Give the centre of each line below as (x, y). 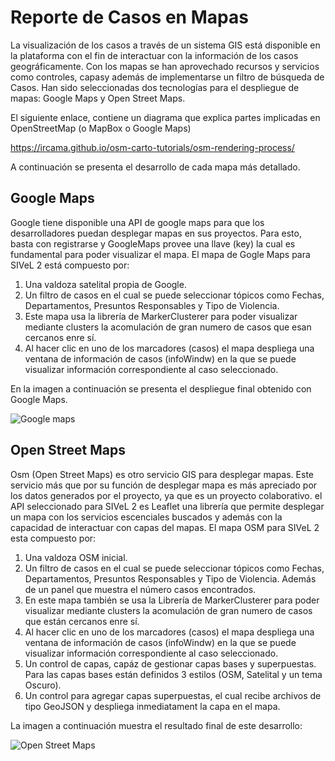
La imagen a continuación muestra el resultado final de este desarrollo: (156, 725)
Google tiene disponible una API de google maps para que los (137, 222)
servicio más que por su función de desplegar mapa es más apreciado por (164, 485)
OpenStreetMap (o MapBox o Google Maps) (101, 128)
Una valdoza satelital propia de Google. (105, 284)
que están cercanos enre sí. (82, 621)
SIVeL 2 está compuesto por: (70, 265)
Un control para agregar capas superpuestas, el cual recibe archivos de (173, 695)
